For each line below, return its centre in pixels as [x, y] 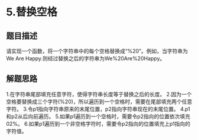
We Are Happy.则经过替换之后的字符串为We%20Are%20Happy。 [86, 58]
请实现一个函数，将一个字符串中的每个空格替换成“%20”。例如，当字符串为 [97, 51]
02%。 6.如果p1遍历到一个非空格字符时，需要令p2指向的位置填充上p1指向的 [98, 123]
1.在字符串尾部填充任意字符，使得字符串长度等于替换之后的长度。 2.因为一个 [99, 94]
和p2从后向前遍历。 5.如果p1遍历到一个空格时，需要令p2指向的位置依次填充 [98, 116]
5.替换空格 [32, 12]
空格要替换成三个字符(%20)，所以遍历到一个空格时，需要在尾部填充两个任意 [99, 102]
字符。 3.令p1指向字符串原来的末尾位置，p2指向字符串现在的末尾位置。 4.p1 [98, 109]
